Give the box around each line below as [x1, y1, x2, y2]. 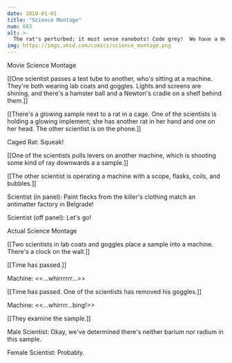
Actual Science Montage [7, 227, 77, 235]
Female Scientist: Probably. [7, 349, 85, 356]
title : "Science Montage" [7, 17, 81, 23]
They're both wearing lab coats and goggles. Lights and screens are [7, 82, 202, 90]
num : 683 [7, 23, 32, 30]
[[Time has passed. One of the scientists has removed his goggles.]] [7, 288, 202, 295]
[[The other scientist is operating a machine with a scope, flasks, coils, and [7, 172, 221, 180]
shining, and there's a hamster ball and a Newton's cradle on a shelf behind [7, 89, 222, 97]
